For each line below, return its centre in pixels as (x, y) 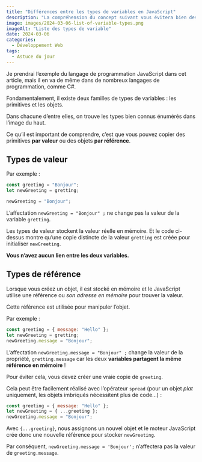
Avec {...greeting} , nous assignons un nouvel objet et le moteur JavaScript (101, 428)
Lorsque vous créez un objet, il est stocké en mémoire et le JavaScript (93, 289)
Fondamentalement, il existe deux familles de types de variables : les (91, 98)
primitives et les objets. (35, 104)
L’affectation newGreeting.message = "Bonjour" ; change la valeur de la (95, 352)
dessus (15, 238)
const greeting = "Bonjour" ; (43, 185)
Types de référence (44, 274)
